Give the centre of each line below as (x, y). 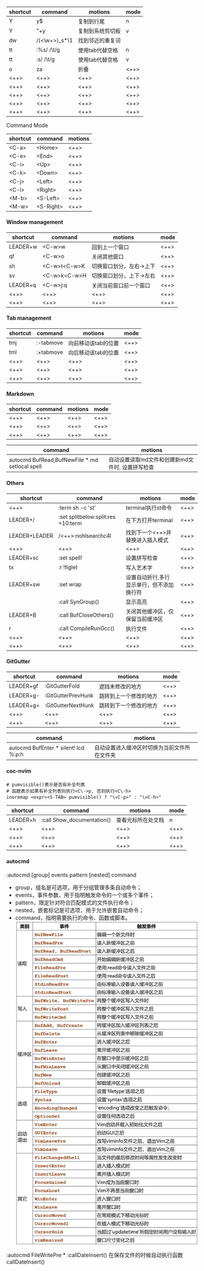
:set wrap (70, 585)
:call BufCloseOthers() (86, 615)
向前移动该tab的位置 (94, 343)
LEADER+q (22, 285)
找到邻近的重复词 (99, 41)
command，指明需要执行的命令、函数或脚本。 (73, 918)
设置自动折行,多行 (148, 577)
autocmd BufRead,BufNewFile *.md (53, 459)
